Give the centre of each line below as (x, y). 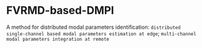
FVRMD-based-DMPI (60, 10)
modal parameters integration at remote (58, 39)
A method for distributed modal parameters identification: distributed (93, 27)
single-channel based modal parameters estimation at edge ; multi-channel (101, 33)
